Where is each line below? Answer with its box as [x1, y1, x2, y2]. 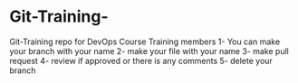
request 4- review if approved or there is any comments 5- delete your [9, 55, 274, 66]
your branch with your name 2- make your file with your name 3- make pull [9, 45, 290, 56]
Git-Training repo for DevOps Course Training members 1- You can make [9, 36, 281, 47]
